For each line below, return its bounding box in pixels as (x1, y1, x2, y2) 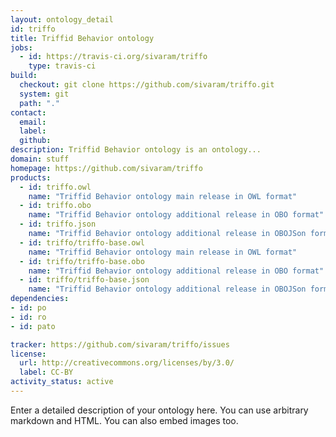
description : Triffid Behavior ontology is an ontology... (10, 145, 262, 155)
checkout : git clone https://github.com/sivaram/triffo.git (19, 80, 275, 90)
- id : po (10, 303, 47, 313)
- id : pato (10, 321, 56, 331)
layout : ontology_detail (10, 14, 114, 25)
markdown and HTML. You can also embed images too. (10, 414, 239, 426)
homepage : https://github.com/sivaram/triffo (10, 163, 203, 173)
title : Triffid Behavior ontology (10, 33, 155, 43)
